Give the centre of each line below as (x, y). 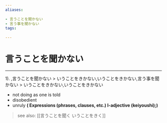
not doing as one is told (36, 95)
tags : (11, 28)
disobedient (25, 100)
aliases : (14, 10)
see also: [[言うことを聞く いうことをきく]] (61, 116)
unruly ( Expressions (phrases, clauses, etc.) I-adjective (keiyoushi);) (85, 105)
